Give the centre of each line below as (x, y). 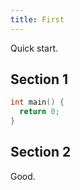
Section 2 (41, 152)
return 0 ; (39, 112)
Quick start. (34, 48)
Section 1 (39, 79)
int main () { (37, 102)
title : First (37, 19)
